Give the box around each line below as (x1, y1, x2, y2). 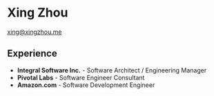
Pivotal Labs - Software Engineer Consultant (17, 73, 145, 81)
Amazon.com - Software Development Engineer (17, 81, 155, 89)
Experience (7, 48, 57, 59)
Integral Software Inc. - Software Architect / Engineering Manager (17, 66, 207, 74)
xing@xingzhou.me (7, 28, 62, 36)
